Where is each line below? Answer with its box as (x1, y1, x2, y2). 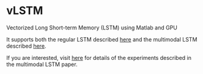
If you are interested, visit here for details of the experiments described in (6, 54, 191, 61)
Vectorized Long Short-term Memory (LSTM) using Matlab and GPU (6, 24, 177, 31)
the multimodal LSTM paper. (6, 61, 78, 68)
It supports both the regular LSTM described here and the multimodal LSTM (6, 35, 197, 43)
